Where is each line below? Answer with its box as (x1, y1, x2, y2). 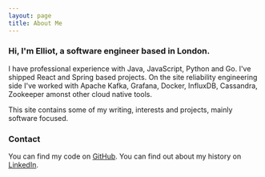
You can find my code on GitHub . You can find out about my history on (8, 151, 242, 161)
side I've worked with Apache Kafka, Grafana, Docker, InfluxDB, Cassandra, (8, 81, 258, 91)
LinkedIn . (8, 160, 38, 170)
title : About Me (8, 19, 62, 27)
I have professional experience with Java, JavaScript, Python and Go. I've (8, 63, 251, 73)
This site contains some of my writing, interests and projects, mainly (8, 105, 233, 115)
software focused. (8, 113, 69, 123)
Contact (8, 133, 41, 144)
